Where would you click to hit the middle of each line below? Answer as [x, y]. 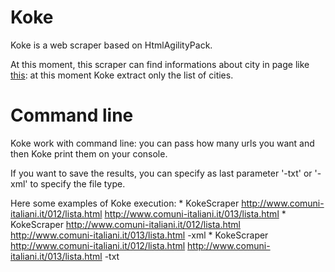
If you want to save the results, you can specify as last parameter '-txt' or [161, 173]
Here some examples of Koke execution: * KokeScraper [125, 203]
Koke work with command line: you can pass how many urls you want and [162, 143]
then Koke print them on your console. [89, 153]
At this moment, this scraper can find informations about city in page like [160, 64]
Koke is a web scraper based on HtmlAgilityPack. [111, 45]
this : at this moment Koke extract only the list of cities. [122, 75]
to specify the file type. [77, 183]
